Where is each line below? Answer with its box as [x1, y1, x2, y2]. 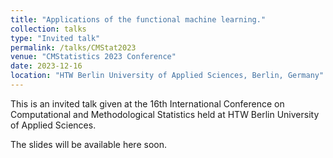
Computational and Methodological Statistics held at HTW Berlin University [10, 108, 320, 120]
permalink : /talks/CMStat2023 [10, 42, 137, 53]
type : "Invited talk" [10, 33, 101, 43]
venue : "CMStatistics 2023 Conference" [10, 52, 177, 62]
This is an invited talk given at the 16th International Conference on [10, 97, 285, 110]
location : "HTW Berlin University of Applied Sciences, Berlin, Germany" [10, 71, 325, 81]
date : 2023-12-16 [10, 61, 83, 71]
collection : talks [10, 24, 87, 34]
